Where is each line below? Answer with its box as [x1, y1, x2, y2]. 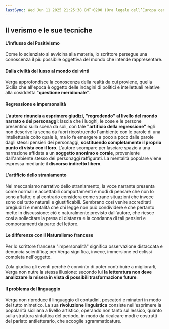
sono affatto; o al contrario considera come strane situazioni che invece [5, 194, 154, 200]
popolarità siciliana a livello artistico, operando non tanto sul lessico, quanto [5, 307, 162, 314]
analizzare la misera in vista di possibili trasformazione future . [5, 274, 138, 280]
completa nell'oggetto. [5, 254, 52, 260]
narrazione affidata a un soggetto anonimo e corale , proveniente [5, 150, 140, 156]
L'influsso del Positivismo [5, 40, 60, 46]
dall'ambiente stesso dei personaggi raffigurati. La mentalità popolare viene [5, 155, 162, 161]
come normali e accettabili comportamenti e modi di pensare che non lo [5, 188, 154, 194]
